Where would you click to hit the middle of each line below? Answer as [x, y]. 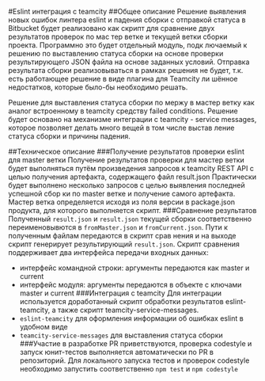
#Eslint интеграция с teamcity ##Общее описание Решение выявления [127, 11]
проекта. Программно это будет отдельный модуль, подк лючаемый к [128, 45]
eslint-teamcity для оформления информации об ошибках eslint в [131, 318]
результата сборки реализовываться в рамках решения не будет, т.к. [126, 70]
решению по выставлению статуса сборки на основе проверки [116, 53]
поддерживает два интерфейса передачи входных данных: [108, 252]
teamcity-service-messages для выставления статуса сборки [121, 335]
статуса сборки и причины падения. [69, 136]
